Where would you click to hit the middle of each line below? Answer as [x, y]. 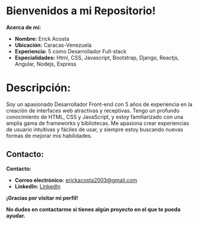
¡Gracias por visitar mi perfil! [42, 198]
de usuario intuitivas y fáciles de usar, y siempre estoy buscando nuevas [95, 129]
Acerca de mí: [24, 27]
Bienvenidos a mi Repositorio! [81, 11]
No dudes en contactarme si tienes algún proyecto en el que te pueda [93, 209]
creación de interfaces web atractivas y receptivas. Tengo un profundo [93, 110]
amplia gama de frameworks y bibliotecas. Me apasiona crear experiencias [98, 123]
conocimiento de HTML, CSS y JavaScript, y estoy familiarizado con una [95, 117]
